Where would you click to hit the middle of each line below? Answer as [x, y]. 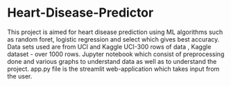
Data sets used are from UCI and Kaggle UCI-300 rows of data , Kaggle [109, 46]
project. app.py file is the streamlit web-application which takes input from [113, 69]
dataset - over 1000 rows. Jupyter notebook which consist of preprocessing [116, 54]
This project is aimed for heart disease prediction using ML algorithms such [115, 32]
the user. [20, 76]
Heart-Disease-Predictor [80, 13]
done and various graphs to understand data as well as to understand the [112, 61]
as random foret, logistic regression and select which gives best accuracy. [113, 39]
